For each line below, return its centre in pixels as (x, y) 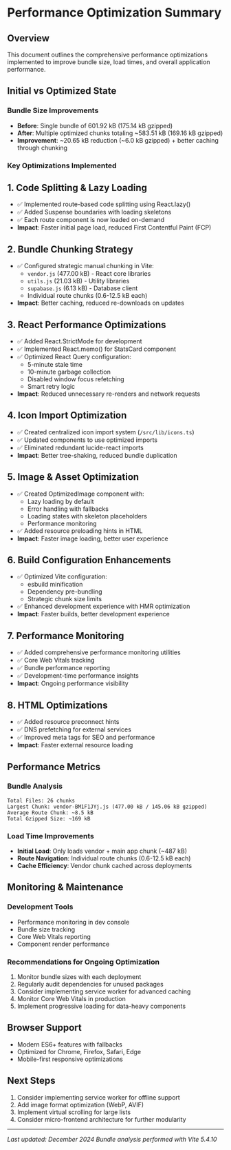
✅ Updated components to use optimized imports (87, 440)
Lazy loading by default (60, 501)
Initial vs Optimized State (62, 91)
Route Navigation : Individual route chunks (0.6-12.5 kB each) (104, 858)
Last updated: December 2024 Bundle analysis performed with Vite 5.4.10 (112, 1139)
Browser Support (45, 1028)
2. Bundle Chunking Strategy (70, 249)
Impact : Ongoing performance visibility (73, 683)
